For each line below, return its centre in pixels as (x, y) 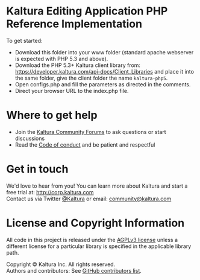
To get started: (25, 40)
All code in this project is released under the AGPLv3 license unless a (92, 240)
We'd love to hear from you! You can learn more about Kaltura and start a (97, 186)
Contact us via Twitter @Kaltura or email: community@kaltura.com (89, 199)
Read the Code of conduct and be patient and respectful (85, 145)
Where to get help (52, 115)
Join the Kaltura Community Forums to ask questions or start (91, 132)
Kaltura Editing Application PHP (87, 11)
